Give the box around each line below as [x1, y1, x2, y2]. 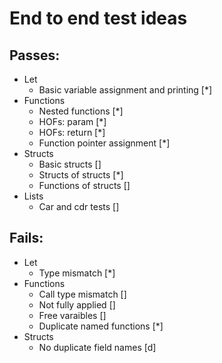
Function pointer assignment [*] [38, 137, 171, 149]
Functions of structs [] [38, 180, 131, 191]
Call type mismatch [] [38, 288, 127, 300]
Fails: [9, 230, 44, 247]
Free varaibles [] [38, 309, 107, 321]
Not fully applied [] [38, 298, 116, 311]
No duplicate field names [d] [38, 341, 157, 353]
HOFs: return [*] [38, 127, 106, 138]
